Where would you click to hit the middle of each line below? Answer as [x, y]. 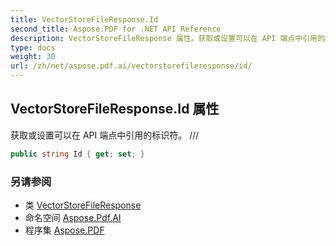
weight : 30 [33, 57]
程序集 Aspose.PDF [64, 230]
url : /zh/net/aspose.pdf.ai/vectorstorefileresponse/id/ [131, 66]
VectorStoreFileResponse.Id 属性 [115, 109]
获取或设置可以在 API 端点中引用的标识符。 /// [105, 135]
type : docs [33, 47]
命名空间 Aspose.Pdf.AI [73, 217]
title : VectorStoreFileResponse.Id [84, 19]
